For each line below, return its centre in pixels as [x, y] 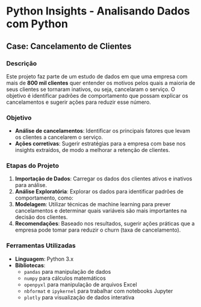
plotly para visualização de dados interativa [79, 297]
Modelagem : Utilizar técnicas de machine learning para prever [93, 204]
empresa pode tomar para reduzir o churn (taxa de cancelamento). [98, 230]
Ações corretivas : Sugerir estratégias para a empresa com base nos [100, 144]
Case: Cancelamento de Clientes [69, 46]
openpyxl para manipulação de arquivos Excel [80, 284]
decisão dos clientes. [41, 217]
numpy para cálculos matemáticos [65, 278]
